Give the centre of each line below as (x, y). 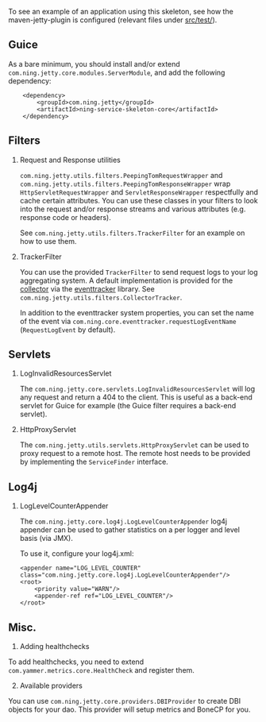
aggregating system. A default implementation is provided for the (126, 280)
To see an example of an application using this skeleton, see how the (121, 12)
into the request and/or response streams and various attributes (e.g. (133, 209)
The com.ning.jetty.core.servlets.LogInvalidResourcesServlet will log (137, 389)
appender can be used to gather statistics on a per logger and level (130, 530)
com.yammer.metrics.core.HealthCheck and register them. (101, 670)
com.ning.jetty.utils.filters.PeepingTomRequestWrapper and (121, 175)
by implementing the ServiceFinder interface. (94, 462)
